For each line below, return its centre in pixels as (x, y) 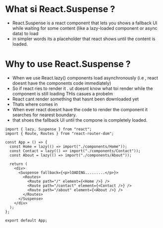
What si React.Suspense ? (60, 9)
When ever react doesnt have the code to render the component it (80, 109)
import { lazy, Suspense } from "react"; (49, 129)
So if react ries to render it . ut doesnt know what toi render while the (82, 88)
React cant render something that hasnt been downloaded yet (76, 99)
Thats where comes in (35, 104)
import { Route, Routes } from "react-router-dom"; (59, 133)
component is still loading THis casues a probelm (62, 93)
